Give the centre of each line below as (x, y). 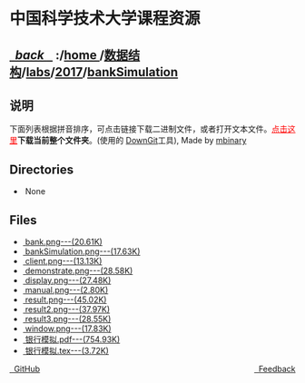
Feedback (277, 369)
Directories (42, 169)
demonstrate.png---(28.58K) (79, 271)
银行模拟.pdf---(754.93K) (73, 339)
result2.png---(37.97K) (68, 309)
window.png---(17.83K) (68, 329)
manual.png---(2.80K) (67, 290)
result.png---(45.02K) (66, 300)
